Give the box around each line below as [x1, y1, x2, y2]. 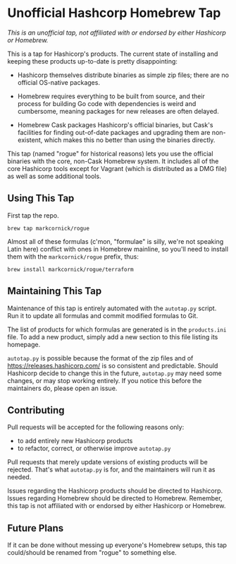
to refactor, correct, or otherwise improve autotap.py [17, 444, 171, 453]
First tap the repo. [7, 211, 60, 220]
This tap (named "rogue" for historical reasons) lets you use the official [7, 149, 213, 158]
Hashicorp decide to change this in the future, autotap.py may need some [7, 369, 222, 377]
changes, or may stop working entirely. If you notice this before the [7, 376, 202, 384]
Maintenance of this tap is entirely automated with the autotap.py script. [7, 304, 217, 312]
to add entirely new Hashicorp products [17, 437, 133, 445]
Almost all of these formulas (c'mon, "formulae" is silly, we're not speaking [7, 237, 224, 245]
